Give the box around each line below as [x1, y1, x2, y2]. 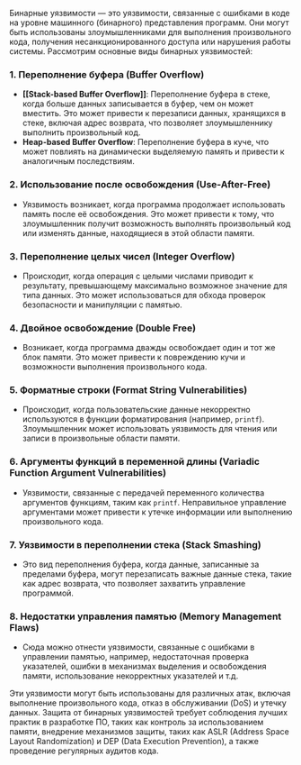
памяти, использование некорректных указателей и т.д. [22, 670, 239, 681]
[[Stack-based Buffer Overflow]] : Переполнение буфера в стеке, [22, 89, 271, 100]
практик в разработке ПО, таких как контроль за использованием [9, 716, 264, 728]
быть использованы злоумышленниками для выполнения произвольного [9, 27, 292, 37]
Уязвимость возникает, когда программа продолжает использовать [22, 198, 286, 210]
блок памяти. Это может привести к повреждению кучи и [22, 351, 245, 363]
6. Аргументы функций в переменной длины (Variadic [9, 455, 261, 468]
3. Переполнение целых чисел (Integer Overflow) [9, 250, 235, 262]
